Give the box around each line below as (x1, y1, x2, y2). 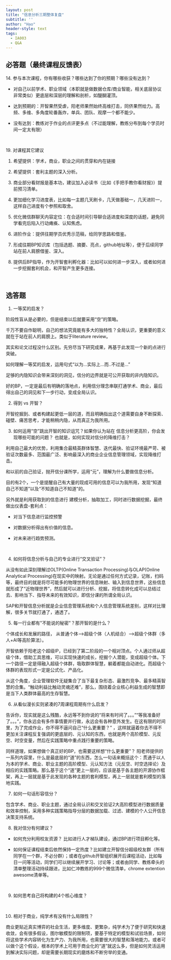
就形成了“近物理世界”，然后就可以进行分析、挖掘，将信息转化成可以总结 (6, 586, 157, 592)
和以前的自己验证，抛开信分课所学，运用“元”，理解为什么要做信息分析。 (6, 469, 157, 475)
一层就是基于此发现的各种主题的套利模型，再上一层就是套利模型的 (23, 774, 161, 780)
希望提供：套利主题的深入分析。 (13, 169, 80, 175)
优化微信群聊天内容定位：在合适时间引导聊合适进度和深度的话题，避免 (13, 214, 160, 220)
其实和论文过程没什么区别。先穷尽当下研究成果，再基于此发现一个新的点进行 (6, 344, 166, 350)
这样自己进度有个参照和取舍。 (13, 203, 76, 209)
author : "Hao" (6, 21, 36, 27)
